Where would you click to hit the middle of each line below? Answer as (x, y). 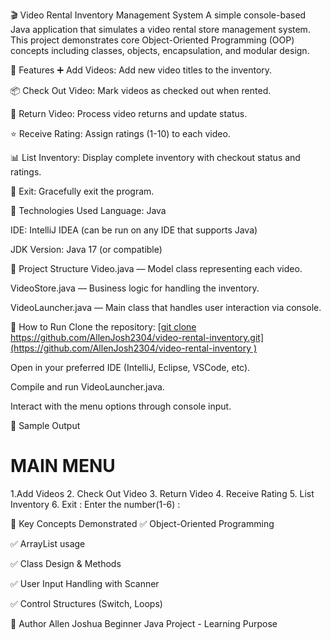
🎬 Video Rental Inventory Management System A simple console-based (158, 15)
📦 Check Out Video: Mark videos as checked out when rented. (141, 90)
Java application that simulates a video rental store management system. (160, 29)
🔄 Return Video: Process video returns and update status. (129, 113)
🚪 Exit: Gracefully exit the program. (82, 191)
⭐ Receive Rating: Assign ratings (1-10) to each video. (120, 133)
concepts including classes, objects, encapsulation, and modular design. (160, 50)
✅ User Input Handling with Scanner (85, 583)
